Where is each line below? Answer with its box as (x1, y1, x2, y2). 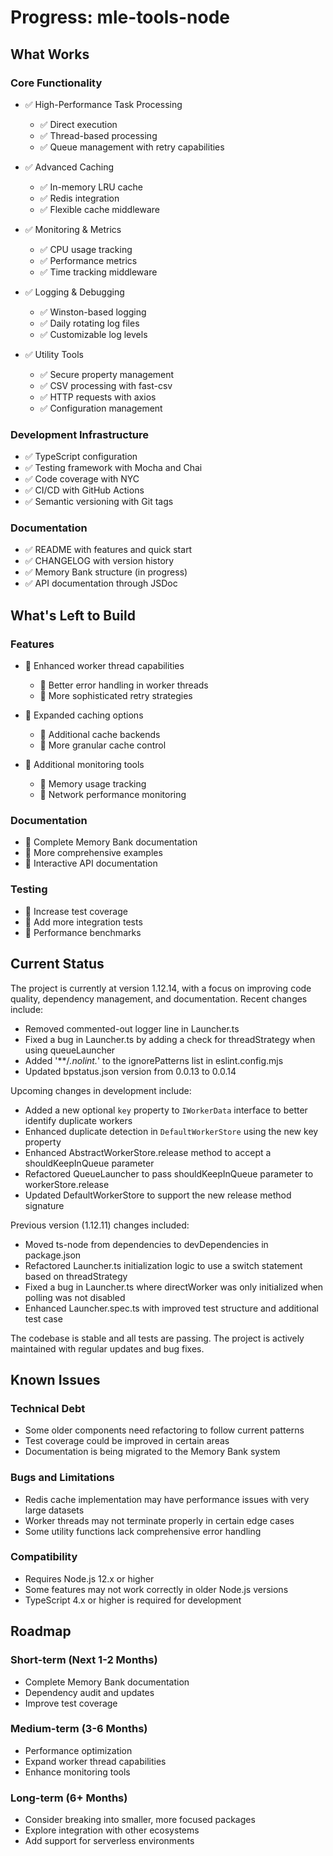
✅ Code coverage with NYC (24, 473, 140, 485)
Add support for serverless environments (24, 1835, 195, 1847)
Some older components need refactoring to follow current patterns (24, 1424, 305, 1436)
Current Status (10, 956, 105, 973)
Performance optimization (24, 1744, 133, 1756)
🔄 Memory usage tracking (39, 778, 147, 790)
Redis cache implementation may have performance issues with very (24, 1493, 310, 1505)
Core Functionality (10, 76, 103, 90)
